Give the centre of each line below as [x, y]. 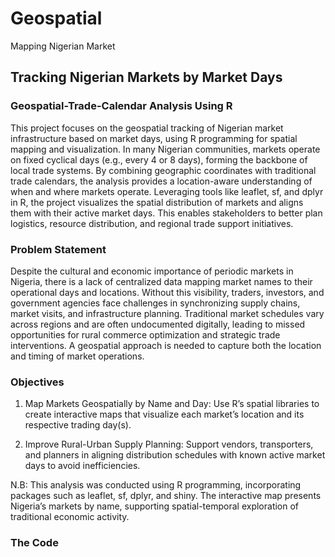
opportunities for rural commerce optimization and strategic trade [145, 334]
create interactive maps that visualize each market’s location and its [164, 414]
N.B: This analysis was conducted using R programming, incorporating [156, 485]
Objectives [37, 382]
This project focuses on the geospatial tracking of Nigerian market [147, 128]
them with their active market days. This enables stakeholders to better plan [166, 213]
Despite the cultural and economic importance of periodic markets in [152, 271]
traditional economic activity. [70, 517]
